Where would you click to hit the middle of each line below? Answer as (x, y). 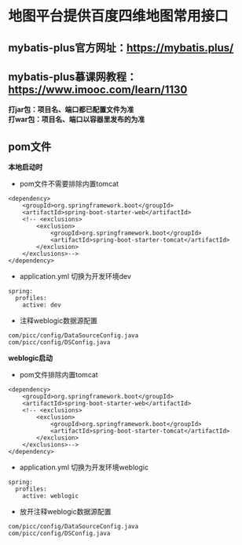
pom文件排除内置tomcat (59, 375)
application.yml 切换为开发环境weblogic (84, 467)
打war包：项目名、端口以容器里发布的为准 (77, 120)
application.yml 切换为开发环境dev (75, 276)
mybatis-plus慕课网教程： (73, 77)
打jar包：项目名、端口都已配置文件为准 (71, 109)
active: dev (42, 305)
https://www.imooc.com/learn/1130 (98, 89)
